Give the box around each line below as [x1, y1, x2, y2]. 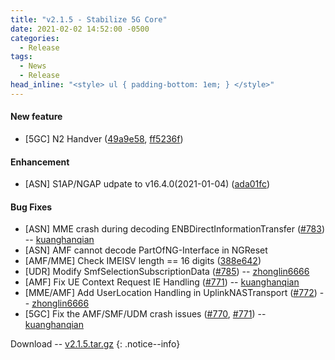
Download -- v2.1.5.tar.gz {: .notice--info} [10, 338, 181, 350]
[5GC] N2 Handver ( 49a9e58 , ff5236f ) [24, 132, 184, 145]
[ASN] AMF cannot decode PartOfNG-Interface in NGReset [24, 244, 268, 256]
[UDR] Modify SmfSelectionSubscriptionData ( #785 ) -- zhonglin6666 [24, 266, 310, 278]
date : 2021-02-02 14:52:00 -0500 [10, 24, 150, 34]
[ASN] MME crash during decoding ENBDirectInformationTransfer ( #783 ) [24, 223, 326, 235]
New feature [10, 111, 63, 123]
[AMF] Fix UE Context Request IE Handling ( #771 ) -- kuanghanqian [24, 276, 300, 288]
